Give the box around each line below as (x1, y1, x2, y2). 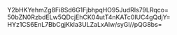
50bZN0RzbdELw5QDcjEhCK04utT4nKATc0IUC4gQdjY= (7, 13, 171, 21)
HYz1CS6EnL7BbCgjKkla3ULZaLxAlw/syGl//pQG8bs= (7, 21, 162, 28)
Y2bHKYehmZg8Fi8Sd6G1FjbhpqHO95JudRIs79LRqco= (7, 6, 169, 14)
